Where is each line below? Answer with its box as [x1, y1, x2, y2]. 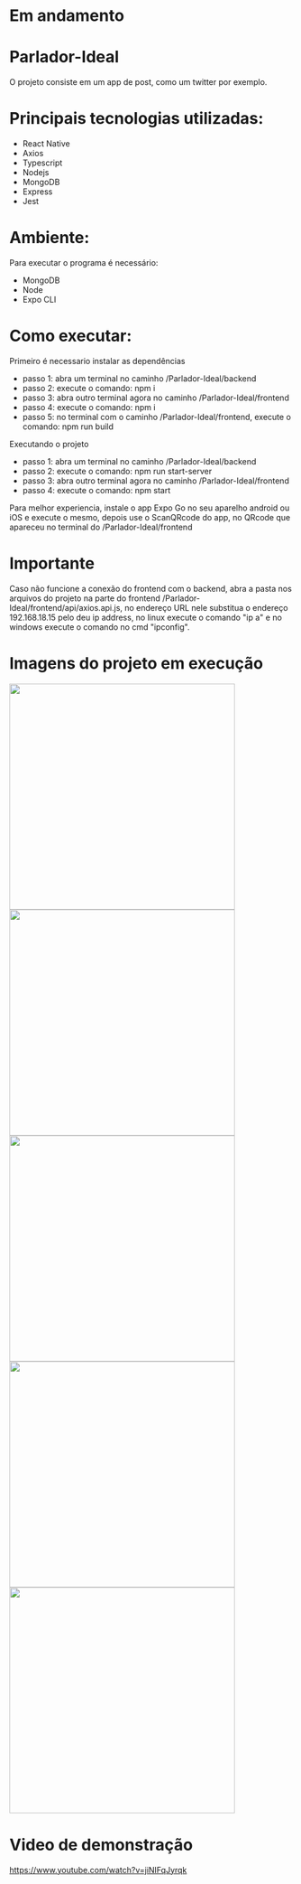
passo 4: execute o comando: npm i [22, 401, 156, 412]
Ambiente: [9, 228, 90, 248]
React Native [22, 138, 70, 149]
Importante [9, 553, 95, 574]
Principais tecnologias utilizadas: [9, 108, 264, 129]
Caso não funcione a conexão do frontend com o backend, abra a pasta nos [9, 583, 293, 594]
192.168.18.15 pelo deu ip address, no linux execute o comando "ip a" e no [9, 612, 282, 623]
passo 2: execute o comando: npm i [22, 382, 156, 393]
